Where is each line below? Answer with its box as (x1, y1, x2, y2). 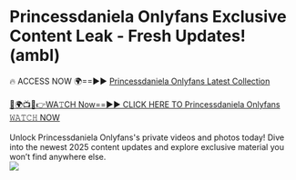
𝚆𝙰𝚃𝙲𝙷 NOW (9, 112, 61, 123)
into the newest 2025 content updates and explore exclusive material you (9, 141, 285, 152)
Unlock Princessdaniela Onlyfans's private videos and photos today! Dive (9, 132, 285, 143)
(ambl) (9, 45, 61, 65)
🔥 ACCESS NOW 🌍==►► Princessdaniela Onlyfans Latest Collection (9, 75, 270, 86)
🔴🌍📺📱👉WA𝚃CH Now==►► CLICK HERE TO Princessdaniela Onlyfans (9, 98, 281, 110)
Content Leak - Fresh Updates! (9, 25, 246, 46)
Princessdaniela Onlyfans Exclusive (9, 6, 287, 27)
